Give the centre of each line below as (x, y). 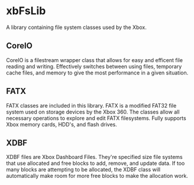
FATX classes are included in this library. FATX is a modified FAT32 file (91, 105)
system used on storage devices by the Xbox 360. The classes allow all (93, 112)
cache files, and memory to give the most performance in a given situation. (97, 73)
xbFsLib (26, 11)
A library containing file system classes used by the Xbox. (76, 27)
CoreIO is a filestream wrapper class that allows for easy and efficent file (94, 60)
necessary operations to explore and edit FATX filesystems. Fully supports (96, 118)
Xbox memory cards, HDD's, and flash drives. (62, 124)
